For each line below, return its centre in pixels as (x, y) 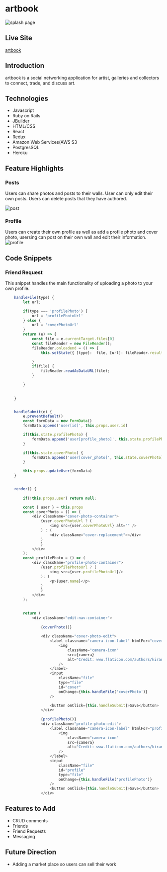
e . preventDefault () (43, 416)
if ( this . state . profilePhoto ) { (55, 435)
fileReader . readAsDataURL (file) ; (75, 371)
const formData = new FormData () (58, 421)
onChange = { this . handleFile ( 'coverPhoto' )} (103, 692)
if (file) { (43, 366)
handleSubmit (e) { (33, 412)
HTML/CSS (24, 126)
